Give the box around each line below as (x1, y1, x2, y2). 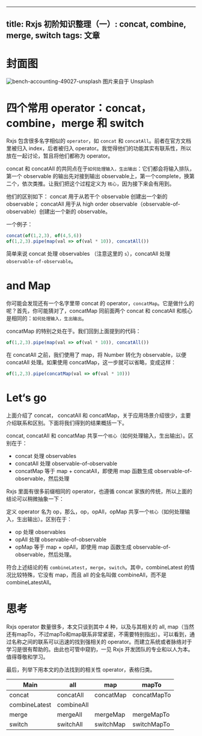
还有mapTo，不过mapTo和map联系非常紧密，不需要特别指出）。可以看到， (6, 630, 190, 638)
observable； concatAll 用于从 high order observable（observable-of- (6, 200, 180, 208)
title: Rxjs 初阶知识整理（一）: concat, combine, (6, 19, 186, 29)
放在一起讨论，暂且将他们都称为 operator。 (6, 152, 114, 159)
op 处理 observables (14, 528, 66, 536)
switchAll (57, 720, 83, 728)
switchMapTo (132, 720, 170, 728)
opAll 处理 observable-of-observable (14, 536, 107, 543)
